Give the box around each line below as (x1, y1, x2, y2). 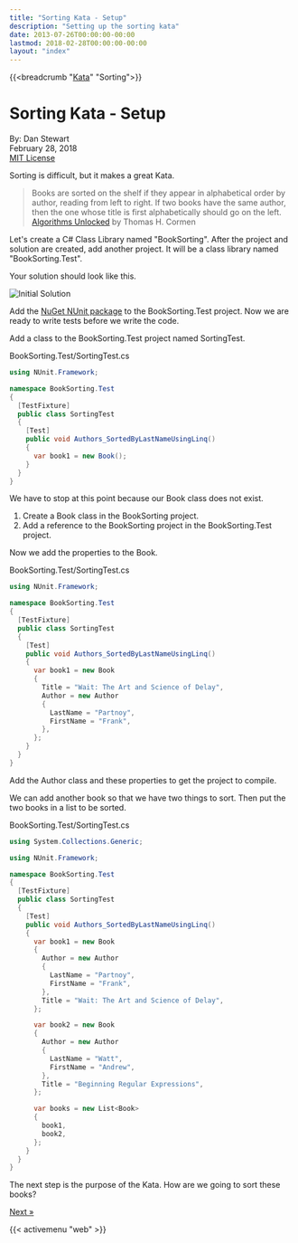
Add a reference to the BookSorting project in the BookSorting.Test (22, 520, 273, 531)
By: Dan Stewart (9, 133, 70, 145)
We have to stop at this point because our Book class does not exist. (9, 493, 264, 504)
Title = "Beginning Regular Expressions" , (42, 1079, 204, 1088)
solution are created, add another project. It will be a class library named (9, 243, 279, 254)
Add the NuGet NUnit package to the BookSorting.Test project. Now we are (9, 306, 289, 317)
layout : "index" (9, 47, 70, 56)
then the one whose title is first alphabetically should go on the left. (31, 207, 282, 218)
